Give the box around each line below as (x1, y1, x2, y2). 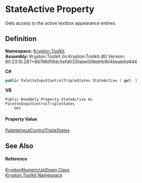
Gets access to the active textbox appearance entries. (5, 20, 116, 26)
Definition (5, 35, 36, 43)
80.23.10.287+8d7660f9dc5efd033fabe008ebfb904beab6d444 (5, 59, 137, 65)
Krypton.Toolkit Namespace (5, 172, 62, 178)
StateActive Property (5, 4, 94, 15)
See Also (5, 142, 33, 150)
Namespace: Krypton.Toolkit (5, 48, 65, 54)
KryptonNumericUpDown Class (5, 167, 70, 173)
